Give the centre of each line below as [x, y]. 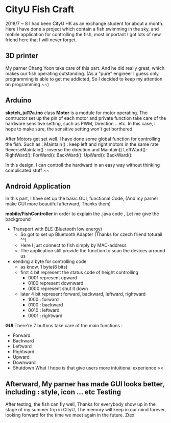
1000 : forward [43, 300]
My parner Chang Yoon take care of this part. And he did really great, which [85, 68]
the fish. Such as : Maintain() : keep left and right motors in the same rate [82, 144]
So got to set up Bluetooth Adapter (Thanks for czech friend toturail [91, 234]
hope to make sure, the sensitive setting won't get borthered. [69, 129]
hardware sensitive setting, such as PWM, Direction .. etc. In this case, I [80, 123]
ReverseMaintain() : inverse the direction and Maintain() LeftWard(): [76, 149]
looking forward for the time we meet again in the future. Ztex [70, 415]
